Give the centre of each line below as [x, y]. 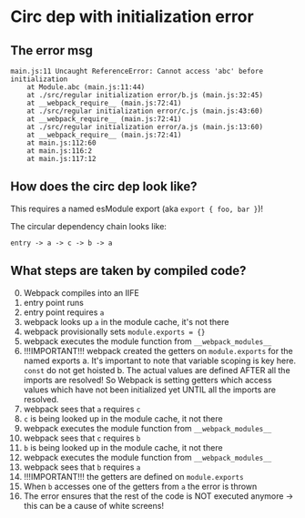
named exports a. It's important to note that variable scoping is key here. [160, 361]
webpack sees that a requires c [82, 409]
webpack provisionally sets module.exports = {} [114, 331]
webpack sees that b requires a [82, 467]
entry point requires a [64, 312]
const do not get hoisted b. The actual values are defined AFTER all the [157, 370]
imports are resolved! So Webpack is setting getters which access [147, 380]
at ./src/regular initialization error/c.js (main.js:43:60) [145, 111]
